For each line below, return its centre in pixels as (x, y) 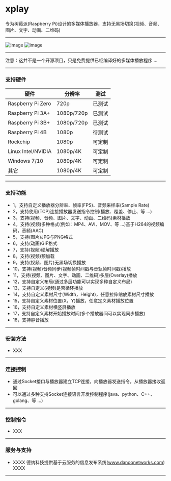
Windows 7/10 (25, 161)
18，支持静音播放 (31, 320)
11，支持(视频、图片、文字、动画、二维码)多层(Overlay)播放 (75, 275)
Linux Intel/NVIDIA (30, 151)
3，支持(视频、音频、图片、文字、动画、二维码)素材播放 (72, 218)
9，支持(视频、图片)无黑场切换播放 (49, 262)
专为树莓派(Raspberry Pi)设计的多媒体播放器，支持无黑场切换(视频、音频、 (83, 23)
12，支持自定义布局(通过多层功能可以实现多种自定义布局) (72, 282)
